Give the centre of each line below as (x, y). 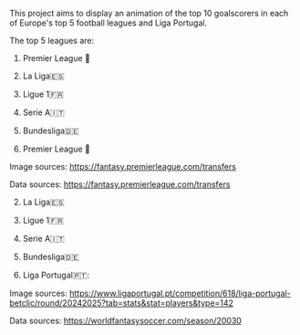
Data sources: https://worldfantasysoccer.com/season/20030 (125, 320)
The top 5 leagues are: (52, 41)
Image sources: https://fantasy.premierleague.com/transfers (123, 167)
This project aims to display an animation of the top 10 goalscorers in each (149, 13)
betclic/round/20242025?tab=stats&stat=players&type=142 (122, 303)
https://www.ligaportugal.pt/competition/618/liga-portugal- (181, 293)
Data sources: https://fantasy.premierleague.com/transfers (120, 184)
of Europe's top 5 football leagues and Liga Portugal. (109, 23)
